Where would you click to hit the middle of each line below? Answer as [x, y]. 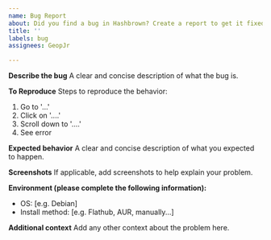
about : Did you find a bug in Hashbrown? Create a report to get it [126, 23]
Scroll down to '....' [51, 124]
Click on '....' [40, 116]
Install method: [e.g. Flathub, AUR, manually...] [97, 212]
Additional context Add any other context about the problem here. [119, 228]
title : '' [25, 31]
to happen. [26, 157]
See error [36, 133]
